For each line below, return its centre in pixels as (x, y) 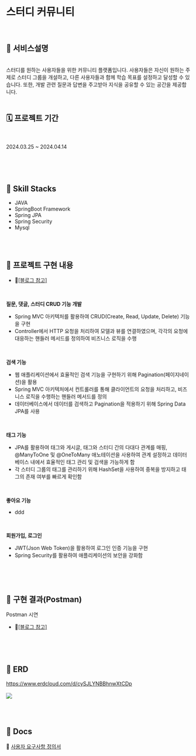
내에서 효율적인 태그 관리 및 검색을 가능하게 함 (82, 462)
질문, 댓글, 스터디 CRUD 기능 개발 (44, 304)
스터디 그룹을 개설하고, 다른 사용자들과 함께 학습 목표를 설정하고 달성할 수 (100, 77)
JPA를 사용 (27, 411)
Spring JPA (28, 215)
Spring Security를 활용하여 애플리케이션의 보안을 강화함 (79, 555)
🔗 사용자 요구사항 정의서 (34, 746)
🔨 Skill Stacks (31, 189)
